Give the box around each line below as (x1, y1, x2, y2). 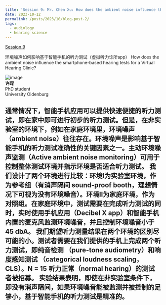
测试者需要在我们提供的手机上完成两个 (37, 237, 155, 245)
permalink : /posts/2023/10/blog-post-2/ (5, 16, 90, 21)
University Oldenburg (5, 91, 49, 97)
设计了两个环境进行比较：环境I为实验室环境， (11, 172, 150, 180)
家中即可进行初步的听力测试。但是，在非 (31, 116, 155, 124)
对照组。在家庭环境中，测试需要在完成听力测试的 (5, 200, 155, 208)
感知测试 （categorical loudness (11, 255, 112, 264)
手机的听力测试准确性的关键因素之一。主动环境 (11, 144, 155, 152)
